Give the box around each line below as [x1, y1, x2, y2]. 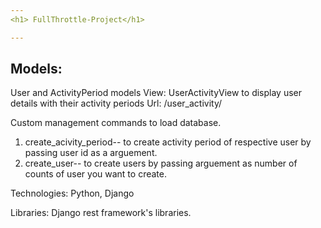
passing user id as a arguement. [24, 147, 158, 159]
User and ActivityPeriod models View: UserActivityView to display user [10, 87, 303, 99]
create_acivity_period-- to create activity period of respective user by [24, 136, 312, 148]
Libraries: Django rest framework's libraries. [10, 207, 192, 219]
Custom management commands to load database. [10, 117, 222, 129]
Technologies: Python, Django [10, 187, 135, 200]
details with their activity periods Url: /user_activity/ [10, 97, 223, 110]
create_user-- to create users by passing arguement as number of [24, 157, 298, 170]
